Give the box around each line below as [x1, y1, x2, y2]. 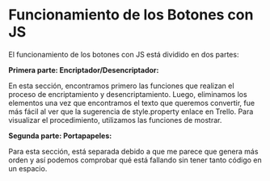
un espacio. [8, 163, 48, 173]
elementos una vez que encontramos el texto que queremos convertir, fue [8, 98, 255, 107]
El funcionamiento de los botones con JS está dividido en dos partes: [8, 49, 239, 59]
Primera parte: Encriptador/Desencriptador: [8, 65, 159, 74]
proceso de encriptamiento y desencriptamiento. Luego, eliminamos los [8, 89, 248, 99]
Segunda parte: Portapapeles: [8, 131, 112, 141]
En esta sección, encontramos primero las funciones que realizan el [8, 81, 234, 90]
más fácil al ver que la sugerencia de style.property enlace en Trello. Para [8, 107, 254, 116]
